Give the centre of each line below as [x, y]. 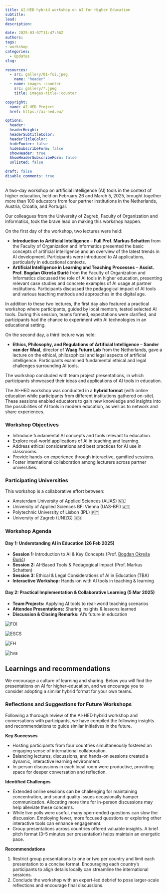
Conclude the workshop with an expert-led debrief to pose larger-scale [86, 880]
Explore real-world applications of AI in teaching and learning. [76, 441]
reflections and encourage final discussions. [58, 885]
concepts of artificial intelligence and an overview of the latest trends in [86, 251]
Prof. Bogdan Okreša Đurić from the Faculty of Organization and [79, 272]
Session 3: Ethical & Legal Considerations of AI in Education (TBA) [81, 575]
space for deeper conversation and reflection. [60, 772]
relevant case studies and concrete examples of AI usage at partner [82, 283]
